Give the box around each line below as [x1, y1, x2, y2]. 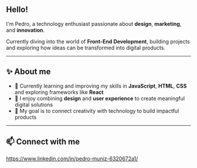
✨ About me [6, 67, 51, 77]
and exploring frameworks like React [14, 88, 104, 96]
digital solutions [14, 101, 53, 108]
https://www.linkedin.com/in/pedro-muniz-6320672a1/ [6, 155, 138, 162]
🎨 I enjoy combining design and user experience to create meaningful [14, 95, 185, 102]
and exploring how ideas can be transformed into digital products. [6, 44, 166, 51]
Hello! [6, 5, 28, 15]
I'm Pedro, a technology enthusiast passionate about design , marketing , [6, 20, 182, 27]
